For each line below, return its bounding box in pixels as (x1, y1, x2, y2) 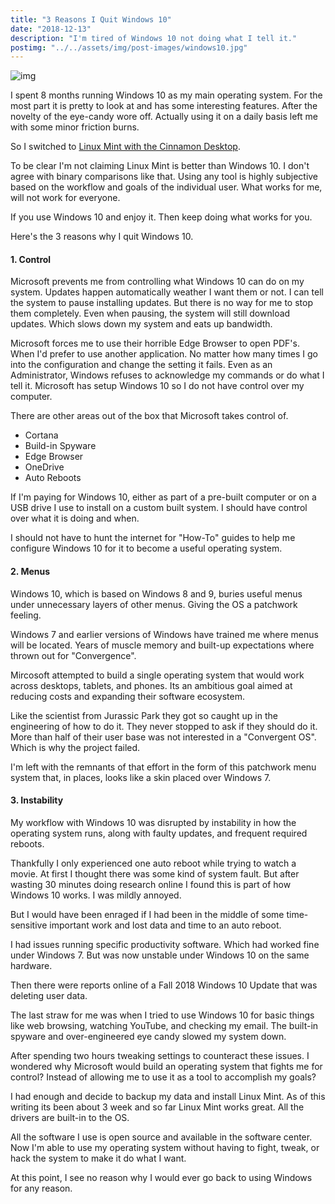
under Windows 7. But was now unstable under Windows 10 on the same (10, 949, 310, 961)
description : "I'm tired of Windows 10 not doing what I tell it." (10, 33, 298, 43)
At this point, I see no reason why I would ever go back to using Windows (10, 1171, 313, 1183)
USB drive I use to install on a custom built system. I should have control (10, 502, 308, 514)
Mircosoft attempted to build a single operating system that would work (10, 669, 305, 681)
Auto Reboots (24, 472, 82, 484)
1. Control (10, 253, 52, 265)
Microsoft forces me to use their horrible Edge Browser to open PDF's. (10, 337, 300, 350)
